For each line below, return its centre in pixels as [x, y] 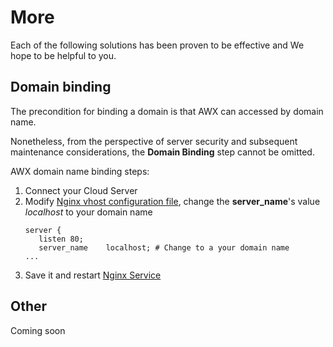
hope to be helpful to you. [63, 55]
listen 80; [61, 239]
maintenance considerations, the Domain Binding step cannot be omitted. [162, 152]
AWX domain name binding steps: [80, 171]
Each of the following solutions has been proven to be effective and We [157, 45]
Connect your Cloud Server [81, 190]
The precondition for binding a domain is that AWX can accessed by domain [167, 111]
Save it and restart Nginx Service [93, 275]
